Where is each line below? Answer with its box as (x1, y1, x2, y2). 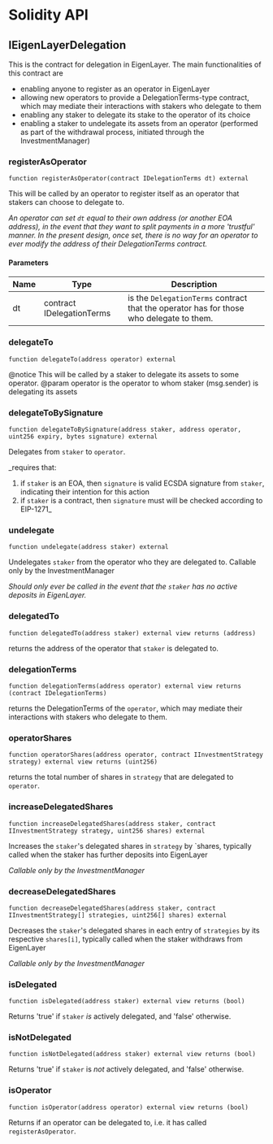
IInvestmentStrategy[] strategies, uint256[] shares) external (8, 911, 227, 920)
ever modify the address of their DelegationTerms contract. (8, 239, 207, 249)
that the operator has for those (127, 302, 245, 314)
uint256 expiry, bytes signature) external (8, 433, 158, 441)
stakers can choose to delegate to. (8, 198, 124, 207)
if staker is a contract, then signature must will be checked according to (19, 496, 263, 506)
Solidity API (8, 6, 89, 24)
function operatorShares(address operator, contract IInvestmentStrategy (8, 750, 264, 759)
